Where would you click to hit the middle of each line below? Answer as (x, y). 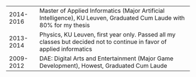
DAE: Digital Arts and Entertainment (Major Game (106, 58)
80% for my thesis (65, 25)
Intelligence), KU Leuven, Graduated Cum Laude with (112, 18)
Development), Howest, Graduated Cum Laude (103, 66)
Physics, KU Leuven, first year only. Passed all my (108, 34)
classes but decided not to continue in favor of (103, 42)
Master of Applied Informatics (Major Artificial (102, 11)
